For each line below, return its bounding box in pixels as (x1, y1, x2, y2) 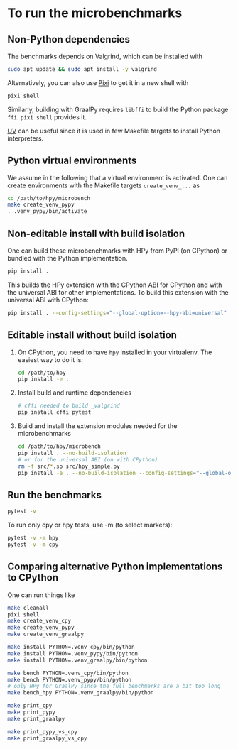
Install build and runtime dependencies (17, 388, 132, 397)
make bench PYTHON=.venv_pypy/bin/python (7, 676, 132, 683)
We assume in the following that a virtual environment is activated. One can (7, 173, 228, 182)
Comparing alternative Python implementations (7, 561, 223, 573)
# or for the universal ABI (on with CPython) (17, 456, 158, 463)
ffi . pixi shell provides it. (7, 112, 87, 121)
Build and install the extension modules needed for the (17, 422, 178, 430)
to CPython (7, 572, 59, 584)
